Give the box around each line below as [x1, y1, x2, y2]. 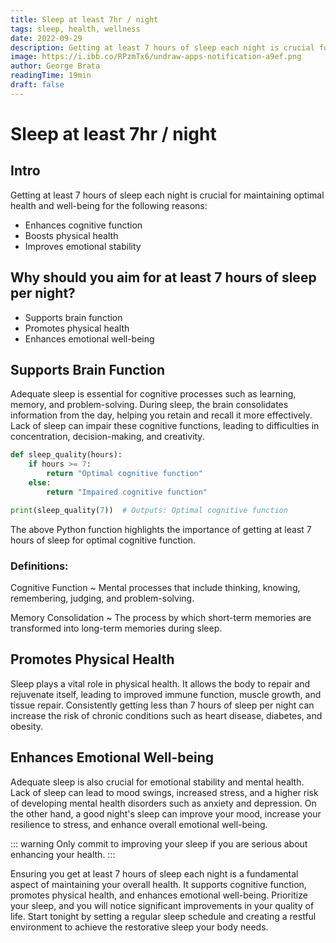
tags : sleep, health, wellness [10, 24, 141, 34]
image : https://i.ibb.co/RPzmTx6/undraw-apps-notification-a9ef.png [10, 52, 302, 62]
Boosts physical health [24, 229, 119, 241]
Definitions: [10, 559, 69, 573]
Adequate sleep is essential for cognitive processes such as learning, [10, 388, 297, 400]
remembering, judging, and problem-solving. [10, 592, 195, 604]
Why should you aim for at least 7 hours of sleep [10, 269, 317, 286]
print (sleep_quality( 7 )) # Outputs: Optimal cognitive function [10, 505, 288, 515]
